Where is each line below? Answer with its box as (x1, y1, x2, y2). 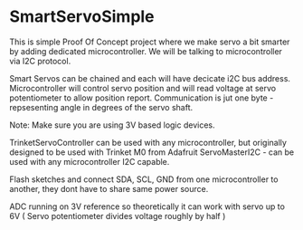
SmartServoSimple (9, 6, 156, 27)
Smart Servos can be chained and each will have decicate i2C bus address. (9, 72, 291, 83)
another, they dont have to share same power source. (9, 183, 209, 194)
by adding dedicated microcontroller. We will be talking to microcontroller (9, 45, 283, 56)
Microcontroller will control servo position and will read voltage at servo (9, 82, 277, 93)
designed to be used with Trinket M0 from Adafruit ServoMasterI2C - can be (9, 147, 295, 158)
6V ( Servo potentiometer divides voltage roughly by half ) (9, 210, 226, 221)
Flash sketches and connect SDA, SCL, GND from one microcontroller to (9, 174, 279, 185)
